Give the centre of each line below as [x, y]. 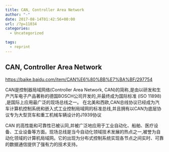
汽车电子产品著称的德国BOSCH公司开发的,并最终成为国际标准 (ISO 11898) [86, 96]
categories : [18, 29]
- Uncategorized [27, 33]
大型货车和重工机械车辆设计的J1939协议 [60, 115]
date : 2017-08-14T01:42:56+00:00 [40, 19]
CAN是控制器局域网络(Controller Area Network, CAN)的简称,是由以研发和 [81, 90]
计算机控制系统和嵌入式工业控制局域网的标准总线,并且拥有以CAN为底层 [83, 108]
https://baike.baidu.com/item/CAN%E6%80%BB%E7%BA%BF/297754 [79, 79]
